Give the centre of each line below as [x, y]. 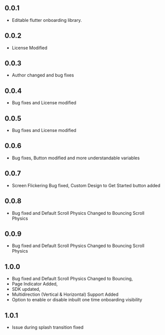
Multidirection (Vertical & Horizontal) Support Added [65, 294]
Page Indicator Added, [35, 284]
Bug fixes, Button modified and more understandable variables [76, 158]
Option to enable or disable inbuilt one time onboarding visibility [77, 300]
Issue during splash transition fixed [48, 327]
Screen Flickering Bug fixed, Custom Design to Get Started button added [86, 185]
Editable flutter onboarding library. [47, 20]
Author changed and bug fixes [43, 75]
